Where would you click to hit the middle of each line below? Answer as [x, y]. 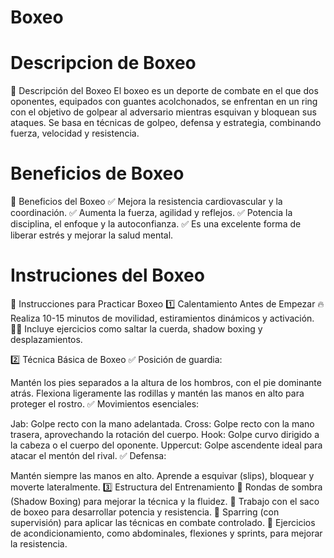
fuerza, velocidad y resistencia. [75, 133]
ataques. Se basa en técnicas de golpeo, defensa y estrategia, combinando [166, 123]
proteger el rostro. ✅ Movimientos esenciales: [105, 404]
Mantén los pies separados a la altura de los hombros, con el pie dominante [166, 382]
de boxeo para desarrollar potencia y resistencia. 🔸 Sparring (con [145, 512]
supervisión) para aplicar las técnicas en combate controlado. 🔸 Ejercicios [163, 522]
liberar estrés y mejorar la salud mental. [92, 235]
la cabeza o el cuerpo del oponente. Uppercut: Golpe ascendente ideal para [166, 445]
